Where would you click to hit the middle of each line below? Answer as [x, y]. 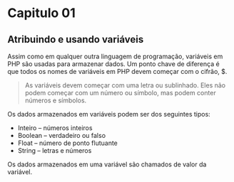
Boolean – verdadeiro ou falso [61, 135]
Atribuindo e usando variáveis [76, 39]
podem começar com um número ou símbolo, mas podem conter [120, 93]
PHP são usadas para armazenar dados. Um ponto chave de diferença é [113, 64]
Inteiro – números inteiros [55, 128]
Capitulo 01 [42, 13]
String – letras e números [55, 150]
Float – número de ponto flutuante [67, 143]
